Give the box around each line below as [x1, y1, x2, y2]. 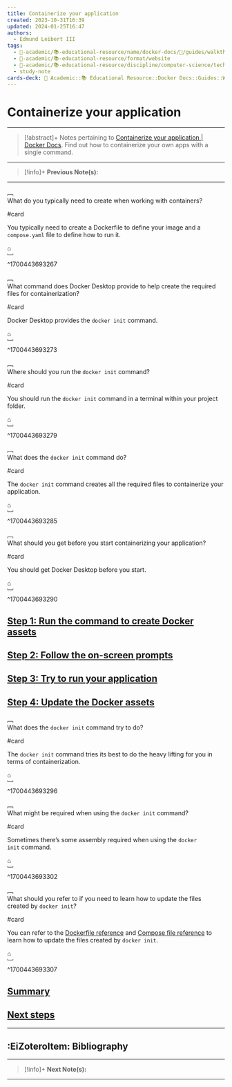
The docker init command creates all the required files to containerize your [7, 480, 224, 488]
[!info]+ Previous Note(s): [23, 168, 99, 176]
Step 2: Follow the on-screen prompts [7, 649, 173, 661]
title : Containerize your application [7, 10, 119, 17]
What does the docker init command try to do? [7, 723, 144, 732]
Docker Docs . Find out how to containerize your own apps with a [23, 141, 209, 149]
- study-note [13, 68, 51, 75]
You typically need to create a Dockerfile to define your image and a [7, 223, 202, 232]
